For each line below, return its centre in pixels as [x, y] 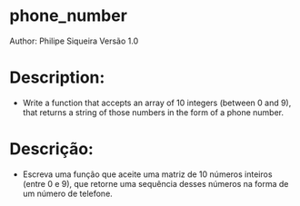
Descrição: [51, 149]
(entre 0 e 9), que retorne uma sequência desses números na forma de [155, 183]
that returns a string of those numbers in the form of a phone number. [153, 112]
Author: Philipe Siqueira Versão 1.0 [74, 41]
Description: [57, 78]
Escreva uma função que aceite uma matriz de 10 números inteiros [147, 174]
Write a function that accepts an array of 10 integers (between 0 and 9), [157, 103]
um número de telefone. [68, 193]
